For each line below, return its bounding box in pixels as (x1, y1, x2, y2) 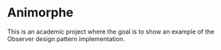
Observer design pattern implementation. (7, 34, 125, 42)
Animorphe (7, 5, 74, 21)
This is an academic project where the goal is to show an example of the (7, 27, 215, 36)
